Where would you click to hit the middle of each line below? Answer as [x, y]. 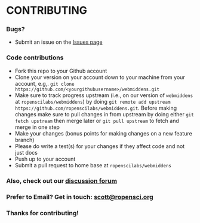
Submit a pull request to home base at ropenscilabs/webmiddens [93, 165]
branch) [24, 140]
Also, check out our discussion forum [62, 180]
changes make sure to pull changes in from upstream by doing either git [104, 114]
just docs [26, 152]
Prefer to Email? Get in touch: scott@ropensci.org [80, 197]
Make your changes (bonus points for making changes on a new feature [103, 133]
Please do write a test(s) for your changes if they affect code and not [100, 146]
